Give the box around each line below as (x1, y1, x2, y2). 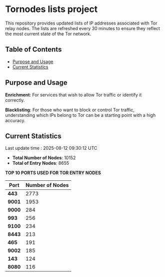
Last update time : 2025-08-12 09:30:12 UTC (5, 145, 98, 151)
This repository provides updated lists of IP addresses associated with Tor (5, 20, 158, 26)
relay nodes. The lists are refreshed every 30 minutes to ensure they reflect (5, 25, 161, 31)
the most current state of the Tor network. (5, 31, 91, 37)
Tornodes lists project (5, 4, 98, 15)
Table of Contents (5, 45, 62, 54)
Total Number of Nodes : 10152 (12, 155, 76, 161)
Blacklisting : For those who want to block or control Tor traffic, (5, 107, 135, 113)
